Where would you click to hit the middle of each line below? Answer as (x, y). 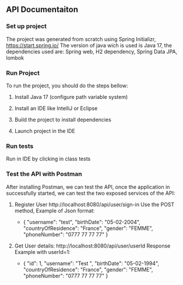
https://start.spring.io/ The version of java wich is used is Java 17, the (89, 45)
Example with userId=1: (43, 252)
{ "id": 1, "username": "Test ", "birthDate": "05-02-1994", (91, 263)
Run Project (23, 73)
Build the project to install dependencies (63, 119)
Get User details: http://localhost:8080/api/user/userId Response (92, 246)
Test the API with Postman (44, 174)
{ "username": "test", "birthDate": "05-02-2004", (82, 222)
